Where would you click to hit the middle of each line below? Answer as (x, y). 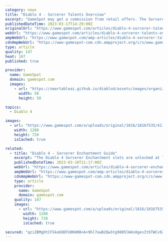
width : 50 (28, 93)
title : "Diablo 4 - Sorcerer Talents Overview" (56, 15)
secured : (14, 232)
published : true (22, 61)
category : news (21, 10)
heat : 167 (15, 56)
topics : (13, 107)
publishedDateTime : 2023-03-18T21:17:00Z (58, 163)
